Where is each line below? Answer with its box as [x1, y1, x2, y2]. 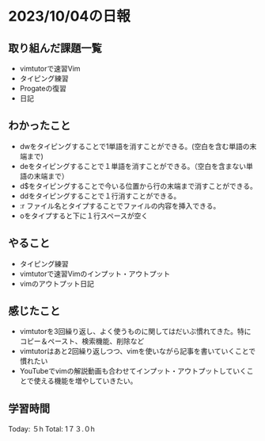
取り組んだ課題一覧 [8, 41, 102, 55]
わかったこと [8, 119, 71, 132]
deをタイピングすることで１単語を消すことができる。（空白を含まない [19, 161, 247, 171]
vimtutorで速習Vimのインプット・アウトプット [19, 269, 171, 278]
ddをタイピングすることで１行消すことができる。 [19, 191, 181, 201]
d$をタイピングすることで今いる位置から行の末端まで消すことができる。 [19, 181, 257, 190]
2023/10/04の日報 [8, 7, 131, 25]
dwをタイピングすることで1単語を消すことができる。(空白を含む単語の [19, 141, 250, 151]
